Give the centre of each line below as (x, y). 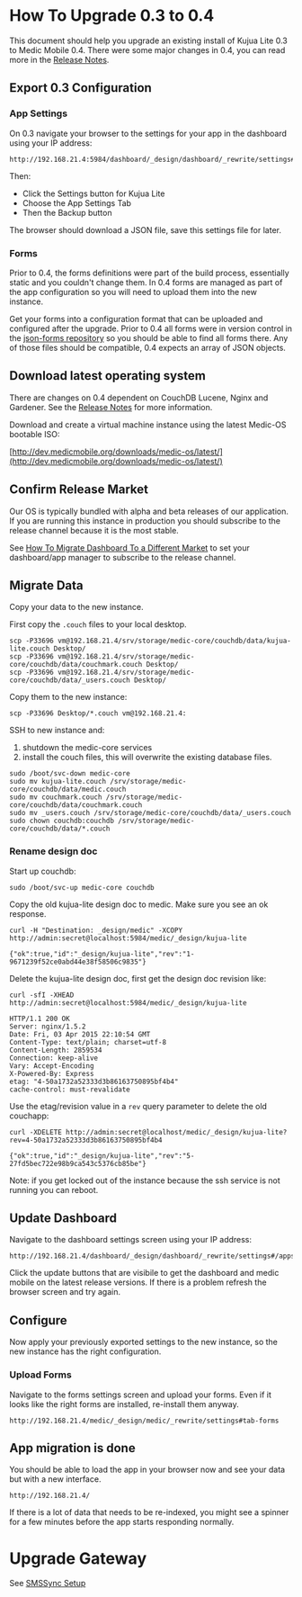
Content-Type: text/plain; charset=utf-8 (88, 1042)
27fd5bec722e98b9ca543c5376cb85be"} (78, 1163)
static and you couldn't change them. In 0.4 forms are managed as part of (146, 282)
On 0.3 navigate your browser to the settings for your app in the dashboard (148, 133)
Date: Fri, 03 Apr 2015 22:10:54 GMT (80, 1034)
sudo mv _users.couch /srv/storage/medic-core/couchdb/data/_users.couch (151, 813)
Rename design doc (53, 851)
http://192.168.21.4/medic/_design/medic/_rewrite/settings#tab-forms (144, 1421)
